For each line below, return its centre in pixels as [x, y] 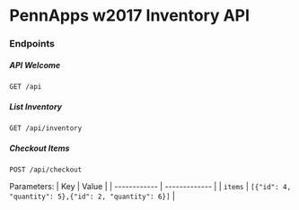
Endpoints [32, 44]
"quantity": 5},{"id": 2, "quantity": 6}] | [92, 196]
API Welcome [35, 65]
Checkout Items [40, 148]
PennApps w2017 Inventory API [129, 16]
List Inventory [36, 106]
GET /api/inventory [46, 128]
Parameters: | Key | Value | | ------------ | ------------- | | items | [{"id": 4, [150, 187]
